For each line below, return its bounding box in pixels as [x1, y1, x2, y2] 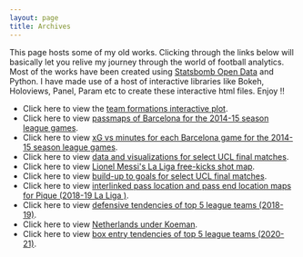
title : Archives [9, 22, 71, 31]
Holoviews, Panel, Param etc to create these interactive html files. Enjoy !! [9, 85, 285, 96]
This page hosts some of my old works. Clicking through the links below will [9, 46, 294, 57]
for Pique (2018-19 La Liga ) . [22, 190, 129, 201]
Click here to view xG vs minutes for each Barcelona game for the [22, 132, 269, 143]
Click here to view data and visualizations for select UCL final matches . [22, 151, 289, 162]
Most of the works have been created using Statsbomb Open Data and [9, 65, 275, 77]
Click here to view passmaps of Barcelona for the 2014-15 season [22, 113, 269, 124]
